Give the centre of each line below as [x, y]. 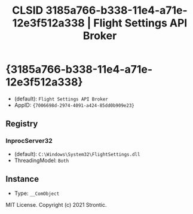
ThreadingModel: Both [42, 160]
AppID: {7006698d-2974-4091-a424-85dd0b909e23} [74, 105]
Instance [22, 179]
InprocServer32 [29, 141]
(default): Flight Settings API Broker [61, 99]
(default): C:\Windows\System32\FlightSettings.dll [77, 154]
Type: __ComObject [37, 193]
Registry [22, 124]
